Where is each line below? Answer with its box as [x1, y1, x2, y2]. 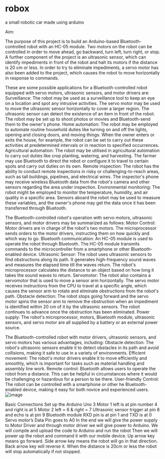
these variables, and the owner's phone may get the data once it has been [5, 200, 156, 206]
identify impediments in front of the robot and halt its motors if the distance [5, 59, 158, 65]
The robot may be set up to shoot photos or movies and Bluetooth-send [5, 116, 151, 122]
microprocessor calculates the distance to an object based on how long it [5, 267, 154, 273]
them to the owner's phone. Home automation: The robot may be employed [5, 121, 158, 127]
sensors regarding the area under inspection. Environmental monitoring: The [5, 184, 160, 190]
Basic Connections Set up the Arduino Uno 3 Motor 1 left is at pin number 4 [5, 401, 158, 407]
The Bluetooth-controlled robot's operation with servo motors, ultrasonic [5, 214, 153, 220]
